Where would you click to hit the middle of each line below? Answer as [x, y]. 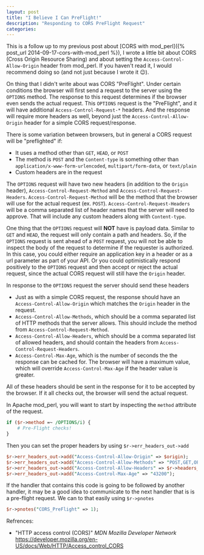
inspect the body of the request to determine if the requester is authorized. [100, 248]
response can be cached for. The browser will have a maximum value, [103, 362]
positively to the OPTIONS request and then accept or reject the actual [92, 267]
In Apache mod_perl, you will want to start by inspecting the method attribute [101, 405]
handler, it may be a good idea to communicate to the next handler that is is [100, 492]
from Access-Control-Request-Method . [62, 330]
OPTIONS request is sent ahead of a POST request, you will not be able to [95, 241]
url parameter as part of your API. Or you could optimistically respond [93, 261]
